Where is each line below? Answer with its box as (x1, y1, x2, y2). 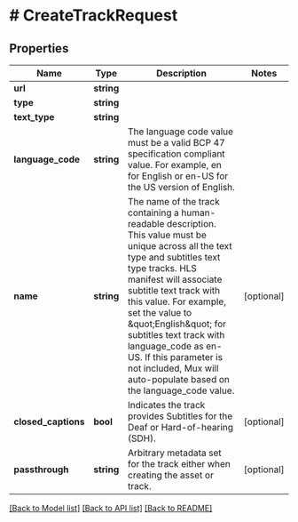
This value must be (127, 229, 207, 241)
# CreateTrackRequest (9, 5, 178, 26)
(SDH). (127, 432, 157, 445)
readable (127, 218, 165, 229)
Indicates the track (127, 399, 206, 411)
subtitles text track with (127, 329, 225, 341)
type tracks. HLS (127, 262, 198, 274)
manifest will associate (127, 273, 223, 285)
